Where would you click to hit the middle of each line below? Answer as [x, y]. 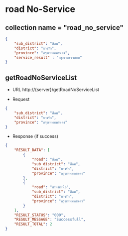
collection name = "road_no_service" [64, 28]
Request [21, 99]
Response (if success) [35, 136]
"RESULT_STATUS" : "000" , [40, 215]
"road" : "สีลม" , [47, 160]
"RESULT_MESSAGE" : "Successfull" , [50, 220]
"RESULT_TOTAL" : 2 [33, 224]
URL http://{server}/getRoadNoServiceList [56, 90]
